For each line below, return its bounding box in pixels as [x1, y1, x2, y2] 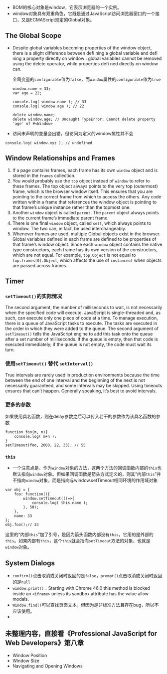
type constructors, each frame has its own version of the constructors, [12, 246, 158, 253]
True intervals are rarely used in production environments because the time [5, 372, 160, 378]
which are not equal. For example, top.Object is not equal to [12, 252, 136, 258]
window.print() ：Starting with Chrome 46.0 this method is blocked [12, 585, 151, 591]
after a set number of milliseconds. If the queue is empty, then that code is [5, 336, 158, 342]
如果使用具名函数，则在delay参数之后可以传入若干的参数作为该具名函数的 [5, 413, 156, 419]
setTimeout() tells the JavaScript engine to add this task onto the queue [5, 331, 153, 337]
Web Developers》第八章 [5, 639, 84, 647]
